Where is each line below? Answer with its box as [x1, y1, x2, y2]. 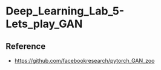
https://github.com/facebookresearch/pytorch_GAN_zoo [14, 57, 155, 64]
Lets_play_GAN [5, 17, 83, 31]
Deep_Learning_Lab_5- [5, 4, 125, 18]
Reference [5, 41, 46, 51]
